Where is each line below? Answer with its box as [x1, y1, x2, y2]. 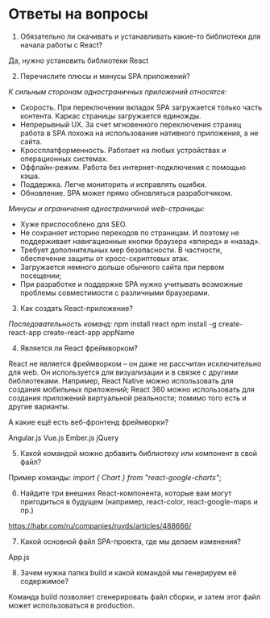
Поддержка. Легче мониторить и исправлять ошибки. [19, 179, 207, 189]
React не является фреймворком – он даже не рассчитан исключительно [8, 359, 262, 368]
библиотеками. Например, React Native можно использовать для [8, 375, 234, 385]
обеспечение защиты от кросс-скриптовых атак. [19, 253, 189, 263]
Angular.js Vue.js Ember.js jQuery [8, 433, 119, 442]
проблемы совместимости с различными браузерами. [19, 288, 210, 297]
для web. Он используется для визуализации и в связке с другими [8, 367, 239, 377]
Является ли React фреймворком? [19, 343, 139, 353]
